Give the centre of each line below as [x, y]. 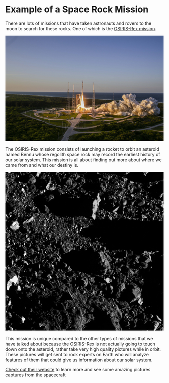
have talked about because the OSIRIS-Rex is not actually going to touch [80, 344]
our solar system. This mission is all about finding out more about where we [83, 160]
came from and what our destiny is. [42, 165]
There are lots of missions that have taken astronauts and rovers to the [78, 23]
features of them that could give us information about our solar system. [79, 360]
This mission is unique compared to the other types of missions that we [79, 338]
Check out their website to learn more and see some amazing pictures [78, 369]
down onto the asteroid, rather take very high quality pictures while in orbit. [83, 349]
